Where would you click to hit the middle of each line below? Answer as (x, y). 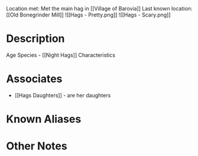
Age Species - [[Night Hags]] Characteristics (61, 55)
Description (35, 39)
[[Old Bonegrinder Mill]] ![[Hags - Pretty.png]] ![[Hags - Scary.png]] (88, 15)
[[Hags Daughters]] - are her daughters (63, 95)
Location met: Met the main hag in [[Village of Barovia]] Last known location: (99, 9)
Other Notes (37, 146)
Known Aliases (44, 119)
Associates (34, 79)
